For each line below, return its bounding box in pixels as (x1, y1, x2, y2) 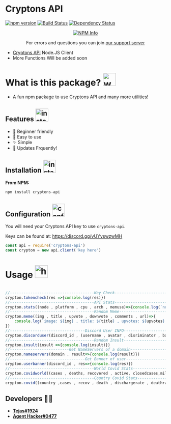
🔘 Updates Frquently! (12, 145, 58, 151)
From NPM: (5, 179, 30, 186)
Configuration (5, 210, 51, 218)
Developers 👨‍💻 (5, 394, 53, 403)
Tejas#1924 (12, 408, 38, 414)
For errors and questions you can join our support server (26, 39, 145, 46)
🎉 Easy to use (12, 133, 42, 140)
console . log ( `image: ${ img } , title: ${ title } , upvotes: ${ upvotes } (14, 319, 165, 324)
